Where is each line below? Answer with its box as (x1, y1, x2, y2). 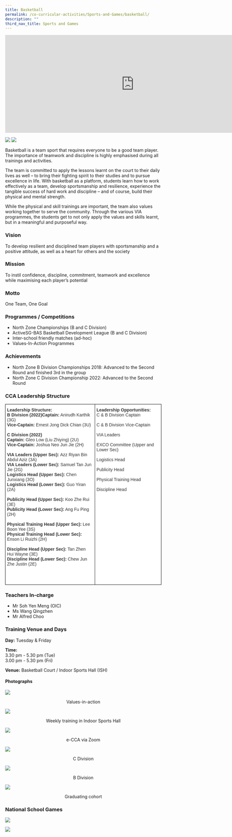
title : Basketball (5, 7, 43, 12)
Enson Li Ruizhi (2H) (7, 536, 47, 542)
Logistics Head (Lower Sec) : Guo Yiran (7, 482, 86, 488)
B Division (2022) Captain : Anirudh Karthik (7, 412, 90, 418)
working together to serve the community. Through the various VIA (5, 209, 142, 215)
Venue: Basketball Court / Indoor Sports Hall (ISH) (5, 667, 108, 673)
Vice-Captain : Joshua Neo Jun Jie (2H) (7, 442, 84, 448)
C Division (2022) (7, 432, 42, 438)
